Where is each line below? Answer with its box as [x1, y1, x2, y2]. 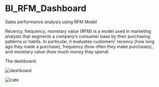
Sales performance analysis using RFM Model [5, 19, 98, 25]
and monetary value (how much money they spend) [5, 49, 109, 55]
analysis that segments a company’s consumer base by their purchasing [5, 33, 150, 39]
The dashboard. [5, 58, 38, 64]
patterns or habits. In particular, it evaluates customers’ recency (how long [5, 38, 155, 44]
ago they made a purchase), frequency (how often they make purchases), [5, 43, 153, 49]
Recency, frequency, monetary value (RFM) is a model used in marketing [5, 28, 151, 34]
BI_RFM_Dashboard [5, 3, 87, 14]
